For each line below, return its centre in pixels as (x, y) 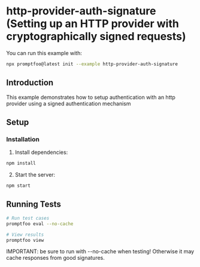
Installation (23, 139)
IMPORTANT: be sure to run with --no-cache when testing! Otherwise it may (100, 251)
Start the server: (35, 175)
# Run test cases (28, 218)
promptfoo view (25, 240)
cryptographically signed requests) (96, 37)
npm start (19, 186)
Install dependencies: (41, 152)
